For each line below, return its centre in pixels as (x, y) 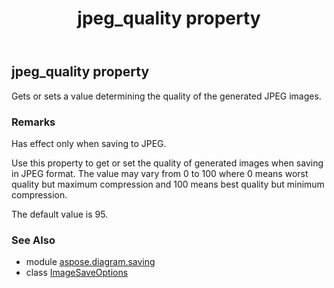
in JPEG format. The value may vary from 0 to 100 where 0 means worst (160, 173)
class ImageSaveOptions (77, 273)
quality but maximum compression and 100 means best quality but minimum (168, 184)
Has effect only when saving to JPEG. (89, 143)
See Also (33, 240)
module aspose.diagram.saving (90, 262)
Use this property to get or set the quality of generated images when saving (167, 163)
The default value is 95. (60, 214)
